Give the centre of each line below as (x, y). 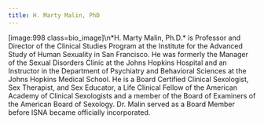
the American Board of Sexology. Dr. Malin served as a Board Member (122, 104)
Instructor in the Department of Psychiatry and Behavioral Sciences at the (127, 70)
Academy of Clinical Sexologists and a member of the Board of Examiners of (132, 95)
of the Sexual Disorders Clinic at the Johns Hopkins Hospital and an (118, 62)
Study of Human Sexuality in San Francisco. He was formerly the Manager (128, 54)
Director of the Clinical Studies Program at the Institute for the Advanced (126, 46)
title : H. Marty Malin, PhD (54, 15)
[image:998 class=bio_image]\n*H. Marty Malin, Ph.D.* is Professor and (125, 37)
